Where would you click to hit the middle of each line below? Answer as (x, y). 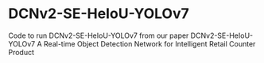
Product (21, 52)
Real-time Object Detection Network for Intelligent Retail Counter (149, 43)
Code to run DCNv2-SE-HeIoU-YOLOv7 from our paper (99, 35)
